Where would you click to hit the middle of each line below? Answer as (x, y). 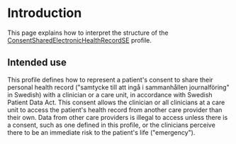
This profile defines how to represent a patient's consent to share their (111, 79)
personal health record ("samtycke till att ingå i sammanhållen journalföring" (118, 87)
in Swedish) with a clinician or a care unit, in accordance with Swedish (110, 94)
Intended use (37, 63)
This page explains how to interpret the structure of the (88, 33)
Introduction (45, 13)
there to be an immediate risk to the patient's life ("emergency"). (101, 132)
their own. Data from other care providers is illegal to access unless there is (118, 117)
